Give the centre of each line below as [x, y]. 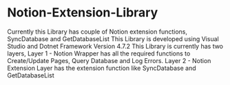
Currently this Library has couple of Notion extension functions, [97, 32]
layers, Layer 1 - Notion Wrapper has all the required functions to [99, 53]
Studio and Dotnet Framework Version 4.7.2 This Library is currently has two [115, 46]
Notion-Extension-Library [83, 13]
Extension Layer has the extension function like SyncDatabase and [102, 68]
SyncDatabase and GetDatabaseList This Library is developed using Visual [113, 38]
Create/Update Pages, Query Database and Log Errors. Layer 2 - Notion [109, 60]
